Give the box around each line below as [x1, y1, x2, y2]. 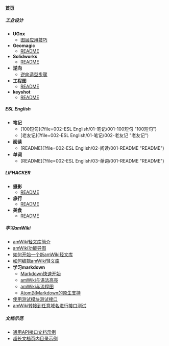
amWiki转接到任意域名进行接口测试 [12, 303, 87, 309]
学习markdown [12, 264, 45, 270]
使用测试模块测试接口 [12, 296, 58, 303]
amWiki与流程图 [20, 284, 54, 290]
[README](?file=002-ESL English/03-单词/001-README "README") [20, 157, 164, 164]
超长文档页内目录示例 [12, 335, 58, 342]
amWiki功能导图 [12, 245, 46, 251]
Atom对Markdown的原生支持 [20, 290, 81, 296]
